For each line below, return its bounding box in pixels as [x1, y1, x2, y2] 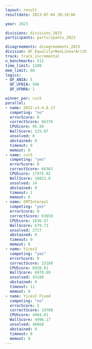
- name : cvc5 [5, 152, 33, 158]
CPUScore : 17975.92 [10, 171, 51, 176]
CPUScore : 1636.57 [10, 218, 49, 223]
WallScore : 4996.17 [10, 317, 51, 322]
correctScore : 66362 [10, 167, 53, 172]
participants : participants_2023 [5, 35, 76, 41]
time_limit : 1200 [5, 63, 42, 68]
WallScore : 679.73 [10, 223, 49, 228]
